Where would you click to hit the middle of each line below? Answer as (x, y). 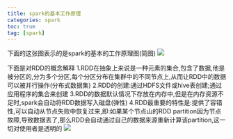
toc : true (22, 26)
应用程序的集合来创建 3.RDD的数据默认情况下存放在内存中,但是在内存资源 (112, 94)
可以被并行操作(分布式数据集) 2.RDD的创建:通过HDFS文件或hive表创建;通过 (115, 85)
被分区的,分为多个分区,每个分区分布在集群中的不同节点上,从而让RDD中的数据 (117, 77)
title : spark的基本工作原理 (44, 13)
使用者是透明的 (41, 129)
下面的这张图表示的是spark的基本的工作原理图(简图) (82, 53)
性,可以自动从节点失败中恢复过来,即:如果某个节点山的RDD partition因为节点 (114, 111)
